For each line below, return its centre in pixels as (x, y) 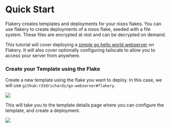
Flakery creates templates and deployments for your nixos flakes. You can (83, 24)
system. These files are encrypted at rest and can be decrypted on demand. (86, 34)
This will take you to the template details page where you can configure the (85, 105)
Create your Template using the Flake (53, 69)
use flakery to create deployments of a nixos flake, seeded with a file (78, 29)
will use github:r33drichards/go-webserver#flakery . (60, 85)
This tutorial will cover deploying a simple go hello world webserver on (80, 44)
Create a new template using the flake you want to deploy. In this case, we (84, 80)
